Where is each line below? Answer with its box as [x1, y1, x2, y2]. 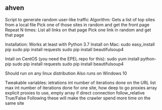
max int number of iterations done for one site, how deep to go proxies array [5, 84, 157, 91]
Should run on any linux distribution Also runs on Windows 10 [5, 70, 127, 76]
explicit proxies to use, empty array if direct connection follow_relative [5, 90, 145, 96]
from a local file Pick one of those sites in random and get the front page [5, 22, 150, 27]
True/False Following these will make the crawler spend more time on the [5, 95, 151, 101]
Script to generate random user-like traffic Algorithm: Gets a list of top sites [5, 16, 155, 22]
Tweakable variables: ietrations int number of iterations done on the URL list [5, 80, 156, 85]
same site [5, 100, 24, 106]
